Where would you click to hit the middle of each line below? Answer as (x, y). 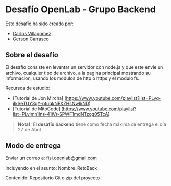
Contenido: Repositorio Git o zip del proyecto (53, 178)
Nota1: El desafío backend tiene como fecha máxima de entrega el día (92, 124)
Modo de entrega (33, 146)
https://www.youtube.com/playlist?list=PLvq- (114, 98)
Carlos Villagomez (32, 33)
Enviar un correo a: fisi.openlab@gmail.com (51, 158)
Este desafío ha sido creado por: (40, 24)
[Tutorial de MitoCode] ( (38, 109)
